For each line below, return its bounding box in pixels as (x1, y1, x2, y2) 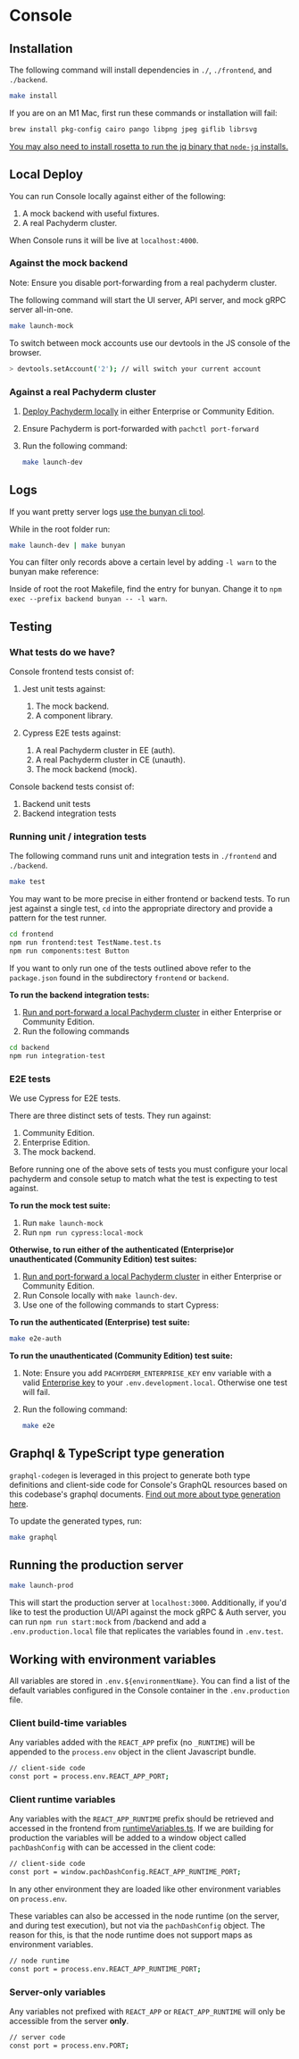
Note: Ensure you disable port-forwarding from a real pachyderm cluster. (9, 277, 278, 288)
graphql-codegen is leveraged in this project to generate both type (9, 1469, 251, 1480)
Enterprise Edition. (21, 1137, 91, 1147)
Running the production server (9, 1557, 184, 1573)
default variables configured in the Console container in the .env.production (9, 1685, 290, 1695)
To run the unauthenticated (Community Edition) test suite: (9, 1350, 234, 1361)
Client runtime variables (9, 1793, 116, 1805)
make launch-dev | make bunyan (9, 541, 126, 550)
